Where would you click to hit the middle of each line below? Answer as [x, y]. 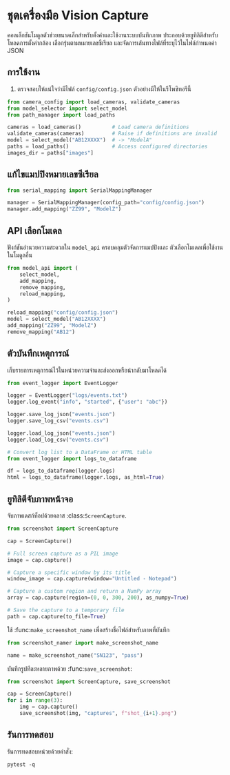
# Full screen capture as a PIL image [63, 553]
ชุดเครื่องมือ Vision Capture [78, 16]
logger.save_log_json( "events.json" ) [61, 415]
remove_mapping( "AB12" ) [41, 332]
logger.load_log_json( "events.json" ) [61, 433]
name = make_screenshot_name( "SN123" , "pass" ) [75, 655]
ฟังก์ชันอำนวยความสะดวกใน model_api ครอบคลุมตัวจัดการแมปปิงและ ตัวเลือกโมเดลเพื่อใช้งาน [115, 247]
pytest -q [21, 764]
